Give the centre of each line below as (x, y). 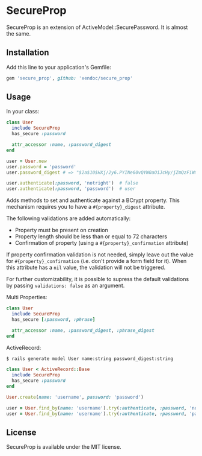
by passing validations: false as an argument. (66, 286)
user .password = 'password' (41, 166)
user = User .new (26, 161)
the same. (19, 33)
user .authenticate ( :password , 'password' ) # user (71, 189)
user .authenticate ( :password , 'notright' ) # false (72, 183)
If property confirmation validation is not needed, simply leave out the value (100, 255)
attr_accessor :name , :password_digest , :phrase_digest (83, 330)
